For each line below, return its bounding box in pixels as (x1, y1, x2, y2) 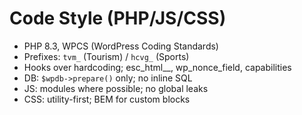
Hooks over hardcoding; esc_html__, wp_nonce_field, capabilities (23, 61, 292, 73)
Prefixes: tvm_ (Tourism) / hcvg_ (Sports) (23, 50, 190, 62)
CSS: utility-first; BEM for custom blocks (23, 93, 191, 105)
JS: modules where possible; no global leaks (23, 82, 209, 94)
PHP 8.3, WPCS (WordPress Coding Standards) (23, 40, 219, 52)
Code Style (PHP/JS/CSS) (9, 7, 227, 30)
